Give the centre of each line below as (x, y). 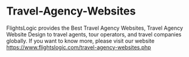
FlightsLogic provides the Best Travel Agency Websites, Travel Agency (95, 28)
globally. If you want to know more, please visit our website (81, 41)
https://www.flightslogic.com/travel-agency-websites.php (79, 47)
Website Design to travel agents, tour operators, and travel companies (94, 34)
